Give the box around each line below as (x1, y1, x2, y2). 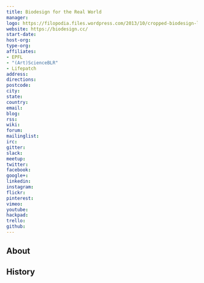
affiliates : (6, 49, 36, 55)
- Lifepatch (6, 65, 36, 72)
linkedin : (6, 179, 32, 185)
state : (6, 94, 23, 100)
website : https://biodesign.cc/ (6, 26, 88, 32)
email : (6, 104, 23, 111)
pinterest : (6, 195, 34, 201)
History (6, 267, 35, 277)
